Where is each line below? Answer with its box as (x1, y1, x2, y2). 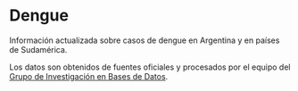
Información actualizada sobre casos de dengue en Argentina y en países (9, 35, 280, 45)
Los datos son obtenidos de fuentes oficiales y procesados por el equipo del (9, 62, 291, 72)
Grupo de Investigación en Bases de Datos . (9, 70, 169, 81)
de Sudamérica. (9, 44, 68, 54)
